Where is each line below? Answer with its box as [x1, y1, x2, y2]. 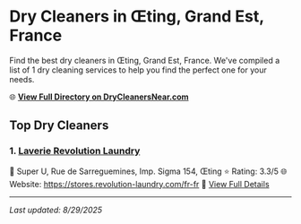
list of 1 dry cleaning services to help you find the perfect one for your [9, 65, 267, 75]
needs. [9, 73, 35, 84]
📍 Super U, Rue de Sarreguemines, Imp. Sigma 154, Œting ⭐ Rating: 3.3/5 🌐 [9, 166, 288, 177]
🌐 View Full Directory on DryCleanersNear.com [9, 91, 190, 102]
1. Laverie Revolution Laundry [9, 145, 141, 158]
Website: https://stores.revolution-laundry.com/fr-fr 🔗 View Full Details [9, 178, 271, 189]
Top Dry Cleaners [9, 118, 109, 134]
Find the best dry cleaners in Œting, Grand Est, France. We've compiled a [9, 55, 280, 65]
